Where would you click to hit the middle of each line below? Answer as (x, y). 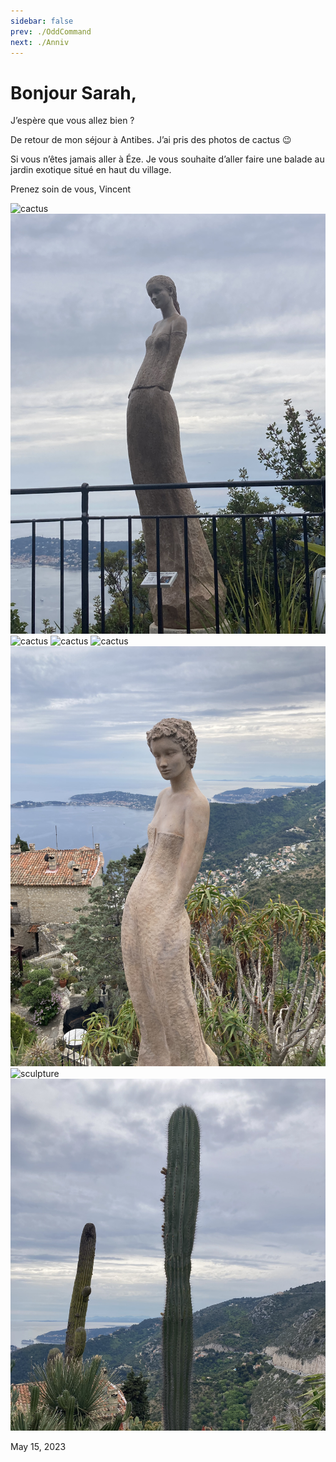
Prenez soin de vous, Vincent (71, 189)
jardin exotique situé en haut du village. (91, 170)
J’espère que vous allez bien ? (72, 121)
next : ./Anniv (40, 42)
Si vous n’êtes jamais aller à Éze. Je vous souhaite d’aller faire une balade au (167, 159)
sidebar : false (42, 21)
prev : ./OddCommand (51, 31)
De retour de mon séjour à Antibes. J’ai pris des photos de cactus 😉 (151, 140)
